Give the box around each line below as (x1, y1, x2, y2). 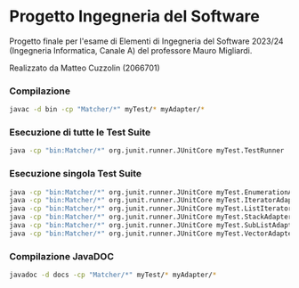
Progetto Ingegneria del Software (9, 6, 260, 27)
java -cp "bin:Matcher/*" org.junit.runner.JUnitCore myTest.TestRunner (9, 146, 285, 155)
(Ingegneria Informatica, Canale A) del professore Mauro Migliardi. (9, 45, 253, 55)
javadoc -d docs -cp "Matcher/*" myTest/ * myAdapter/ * (9, 270, 217, 280)
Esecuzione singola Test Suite (9, 168, 142, 180)
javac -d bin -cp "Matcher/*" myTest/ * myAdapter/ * (9, 105, 205, 114)
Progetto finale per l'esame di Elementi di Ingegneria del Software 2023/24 (9, 36, 284, 46)
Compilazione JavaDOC (9, 250, 114, 262)
